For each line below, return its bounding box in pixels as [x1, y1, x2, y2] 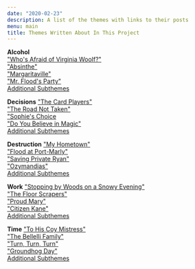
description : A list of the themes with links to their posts [7, 16, 189, 23]
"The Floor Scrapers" [7, 190, 67, 198]
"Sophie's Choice [7, 113, 57, 121]
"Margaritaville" [7, 70, 51, 78]
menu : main [7, 23, 38, 30]
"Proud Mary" [7, 197, 47, 206]
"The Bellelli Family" [7, 233, 64, 241]
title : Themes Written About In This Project [7, 29, 139, 36]
